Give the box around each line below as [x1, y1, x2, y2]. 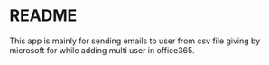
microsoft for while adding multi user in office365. [9, 44, 196, 55]
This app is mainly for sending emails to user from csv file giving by [9, 35, 261, 46]
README [9, 5, 78, 26]
